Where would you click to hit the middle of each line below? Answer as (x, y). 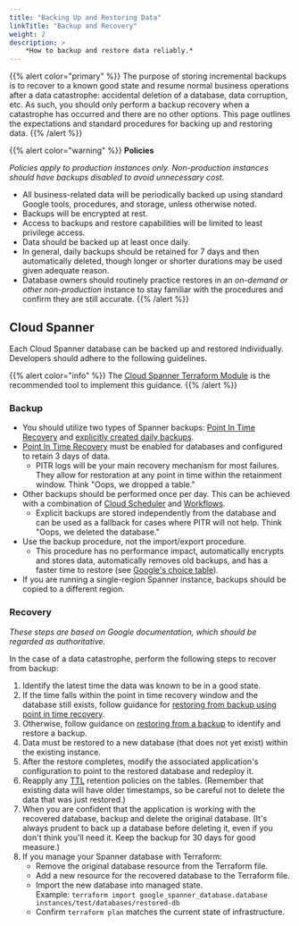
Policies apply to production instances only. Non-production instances (139, 168)
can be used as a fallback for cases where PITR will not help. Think (159, 523)
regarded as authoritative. (58, 641)
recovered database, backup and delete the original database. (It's (145, 818)
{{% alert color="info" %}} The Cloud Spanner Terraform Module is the (140, 375)
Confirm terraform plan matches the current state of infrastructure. (160, 912)
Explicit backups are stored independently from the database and (156, 513)
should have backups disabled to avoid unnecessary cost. (117, 177)
